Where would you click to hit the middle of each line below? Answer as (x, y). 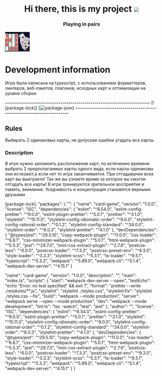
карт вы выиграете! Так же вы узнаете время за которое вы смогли (75, 179)
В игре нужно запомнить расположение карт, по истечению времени (77, 163)
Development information (58, 70)
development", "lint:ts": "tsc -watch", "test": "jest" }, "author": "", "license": (80, 306)
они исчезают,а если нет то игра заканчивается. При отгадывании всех (80, 174)
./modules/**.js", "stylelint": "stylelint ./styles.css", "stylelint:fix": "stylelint (78, 291)
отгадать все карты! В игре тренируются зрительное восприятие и (75, 184)
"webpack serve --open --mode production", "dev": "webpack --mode (76, 301)
